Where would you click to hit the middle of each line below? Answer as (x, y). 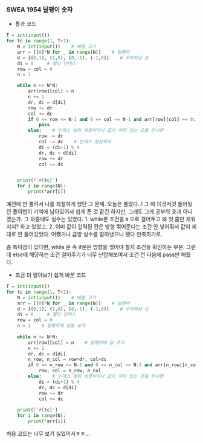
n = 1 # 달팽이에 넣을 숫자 (51, 326)
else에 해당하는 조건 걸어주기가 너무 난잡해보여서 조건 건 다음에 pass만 (96, 254)
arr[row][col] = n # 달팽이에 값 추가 (76, 343)
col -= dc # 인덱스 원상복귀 (75, 142)
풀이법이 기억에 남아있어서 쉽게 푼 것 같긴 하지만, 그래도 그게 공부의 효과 (97, 212)
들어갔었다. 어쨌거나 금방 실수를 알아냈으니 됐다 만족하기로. (93, 234)
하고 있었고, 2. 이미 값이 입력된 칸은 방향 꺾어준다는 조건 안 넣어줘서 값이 (105, 227)
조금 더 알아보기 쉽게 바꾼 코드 (50, 275)
